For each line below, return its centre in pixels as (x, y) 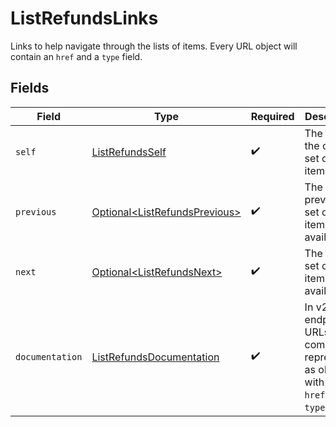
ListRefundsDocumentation (155, 357)
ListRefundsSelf (129, 152)
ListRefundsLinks (84, 18)
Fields (30, 88)
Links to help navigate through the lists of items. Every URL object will (154, 46)
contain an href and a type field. (76, 56)
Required (272, 116)
